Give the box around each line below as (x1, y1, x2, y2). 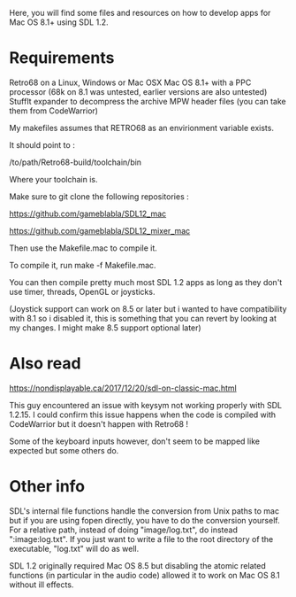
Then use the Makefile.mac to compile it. (9, 243, 157, 253)
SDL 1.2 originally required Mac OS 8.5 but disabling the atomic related (9, 560, 267, 570)
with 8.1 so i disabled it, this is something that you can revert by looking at (9, 313, 277, 323)
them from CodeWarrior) (9, 105, 99, 116)
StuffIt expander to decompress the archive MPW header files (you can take (9, 96, 286, 106)
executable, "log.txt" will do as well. (9, 543, 140, 554)
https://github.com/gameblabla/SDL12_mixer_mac (9, 225, 191, 236)
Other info (9, 477, 86, 497)
